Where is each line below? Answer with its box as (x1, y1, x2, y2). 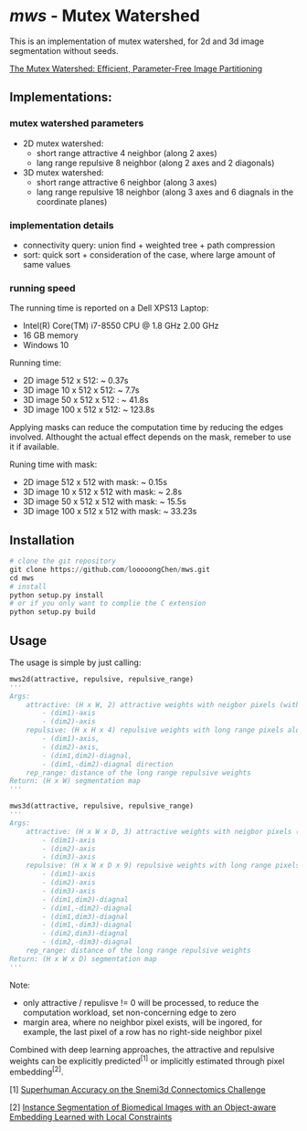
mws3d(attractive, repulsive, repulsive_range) (9, 801, 195, 811)
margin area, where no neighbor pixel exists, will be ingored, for (22, 1016, 263, 1028)
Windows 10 (22, 340, 69, 351)
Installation (9, 532, 75, 548)
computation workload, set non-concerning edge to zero (22, 1007, 238, 1018)
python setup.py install (9, 590, 104, 599)
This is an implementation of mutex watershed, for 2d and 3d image (9, 36, 265, 47)
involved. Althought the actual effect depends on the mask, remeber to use (9, 431, 292, 443)
